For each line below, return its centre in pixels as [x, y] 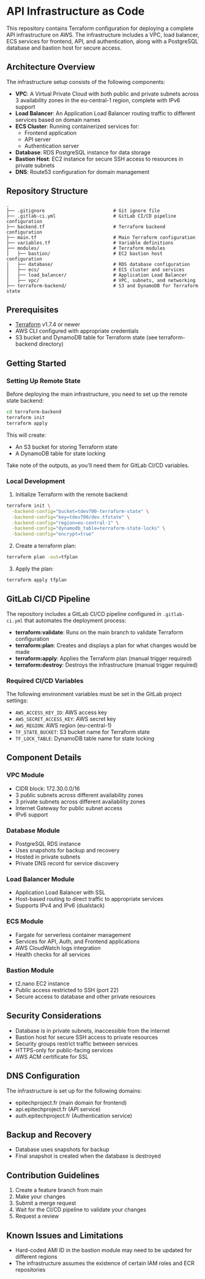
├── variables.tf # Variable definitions [90, 243]
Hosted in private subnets [48, 857]
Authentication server [52, 146]
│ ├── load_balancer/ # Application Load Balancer [97, 275]
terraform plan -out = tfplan [42, 557]
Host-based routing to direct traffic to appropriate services [89, 899]
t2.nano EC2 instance [42, 983]
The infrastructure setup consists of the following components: [86, 82]
